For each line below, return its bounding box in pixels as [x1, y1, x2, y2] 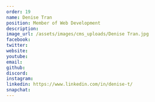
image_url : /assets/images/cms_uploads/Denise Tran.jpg [6, 31, 149, 37]
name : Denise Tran [6, 14, 52, 20]
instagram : [6, 76, 34, 82]
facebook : [6, 37, 31, 43]
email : [6, 59, 23, 65]
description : [6, 25, 39, 32]
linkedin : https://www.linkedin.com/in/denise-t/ [6, 82, 133, 88]
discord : [6, 70, 28, 76]
